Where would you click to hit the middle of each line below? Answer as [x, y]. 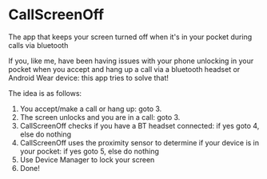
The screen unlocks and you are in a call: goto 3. [100, 117]
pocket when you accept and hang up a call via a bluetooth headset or [124, 69]
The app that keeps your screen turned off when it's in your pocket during [130, 37]
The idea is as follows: [45, 93]
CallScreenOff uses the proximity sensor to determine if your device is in [139, 142]
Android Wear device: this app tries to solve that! [89, 78]
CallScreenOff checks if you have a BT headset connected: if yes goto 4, [139, 125]
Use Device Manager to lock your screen [87, 159]
